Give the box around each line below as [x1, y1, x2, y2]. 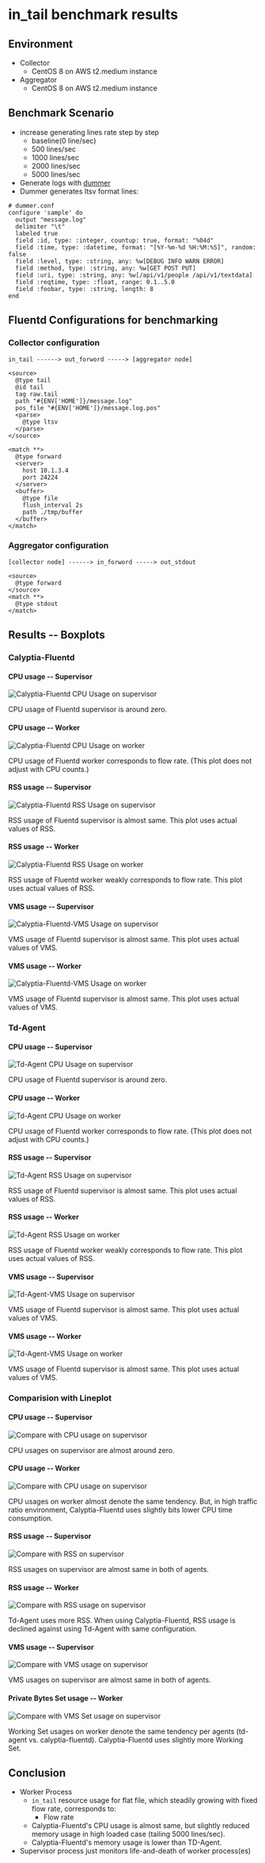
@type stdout [15, 600, 59, 608]
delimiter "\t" [15, 222, 66, 231]
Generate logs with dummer [19, 178, 111, 187]
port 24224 [22, 473, 59, 481]
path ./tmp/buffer [22, 508, 83, 516]
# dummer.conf [8, 201, 55, 209]
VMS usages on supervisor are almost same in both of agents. [8, 1675, 211, 1685]
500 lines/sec [31, 144, 77, 154]
